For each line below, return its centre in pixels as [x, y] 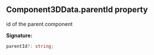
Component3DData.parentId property [77, 10]
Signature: [19, 35]
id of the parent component [39, 24]
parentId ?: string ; [30, 46]
